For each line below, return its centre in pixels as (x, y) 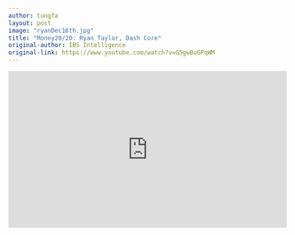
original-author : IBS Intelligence (67, 45)
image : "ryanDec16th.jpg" (51, 30)
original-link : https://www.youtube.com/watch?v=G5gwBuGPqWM (112, 53)
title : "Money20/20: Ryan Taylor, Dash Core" (85, 38)
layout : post (30, 23)
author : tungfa (33, 16)
